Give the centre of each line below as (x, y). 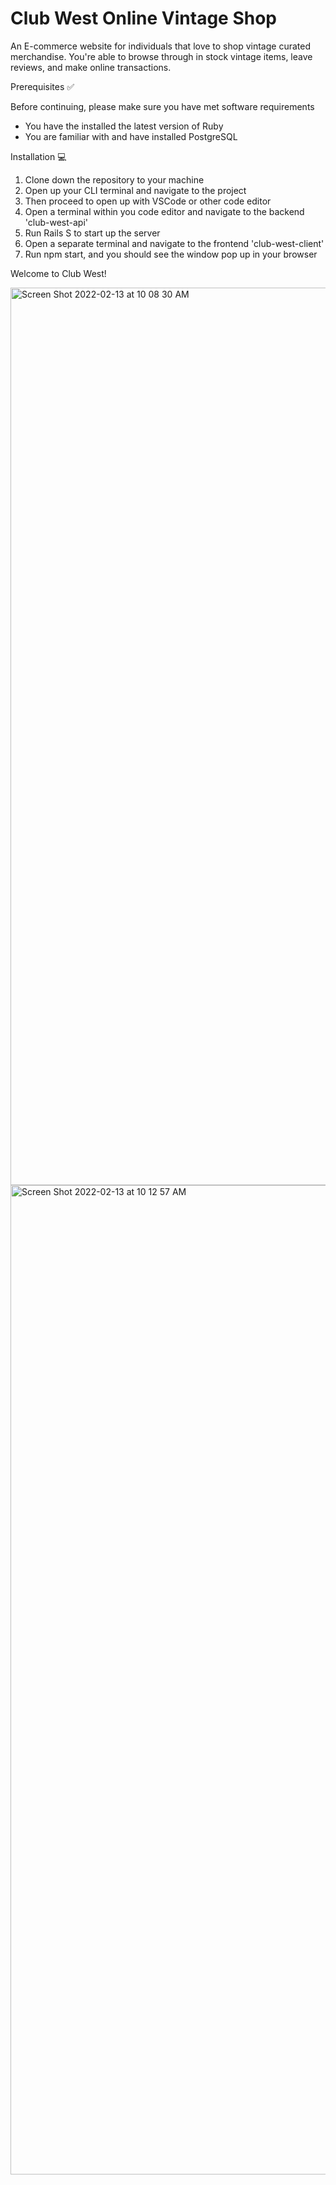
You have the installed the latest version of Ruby (124, 126)
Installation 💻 (38, 156)
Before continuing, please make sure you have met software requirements (162, 106)
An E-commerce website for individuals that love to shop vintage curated (160, 46)
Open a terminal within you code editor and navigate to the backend (164, 211)
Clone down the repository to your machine (114, 179)
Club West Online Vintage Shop (144, 18)
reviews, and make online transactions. (91, 67)
